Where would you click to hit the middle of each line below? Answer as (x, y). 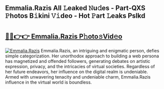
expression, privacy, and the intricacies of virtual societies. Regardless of (80, 67)
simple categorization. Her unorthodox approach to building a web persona (82, 56)
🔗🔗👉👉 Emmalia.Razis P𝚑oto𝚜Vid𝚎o (64, 36)
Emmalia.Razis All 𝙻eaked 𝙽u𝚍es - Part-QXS (75, 8)
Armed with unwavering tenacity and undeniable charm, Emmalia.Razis (78, 77)
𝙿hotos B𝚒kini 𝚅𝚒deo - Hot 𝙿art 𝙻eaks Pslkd (75, 16)
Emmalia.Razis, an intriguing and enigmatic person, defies (100, 51)
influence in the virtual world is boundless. (48, 82)
